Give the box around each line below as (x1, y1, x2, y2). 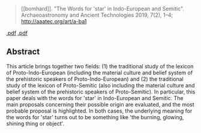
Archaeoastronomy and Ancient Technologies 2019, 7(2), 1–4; (20, 11, 173, 19)
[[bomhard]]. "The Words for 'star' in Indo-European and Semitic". (20, 5, 185, 12)
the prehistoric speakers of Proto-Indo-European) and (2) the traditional (6, 75, 184, 83)
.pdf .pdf (6, 29, 28, 37)
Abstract (6, 47, 40, 57)
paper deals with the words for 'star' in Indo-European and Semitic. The (6, 94, 184, 101)
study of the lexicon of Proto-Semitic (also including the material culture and (6, 81, 195, 89)
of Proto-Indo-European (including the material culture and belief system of (6, 69, 193, 76)
